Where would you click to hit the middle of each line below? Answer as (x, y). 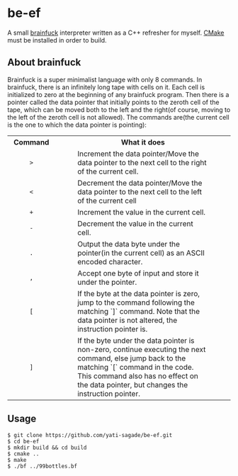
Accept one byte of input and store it (138, 273)
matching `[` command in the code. (136, 367)
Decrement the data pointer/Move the (140, 183)
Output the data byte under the (129, 244)
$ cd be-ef (23, 441)
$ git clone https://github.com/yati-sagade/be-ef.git (90, 435)
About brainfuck (44, 63)
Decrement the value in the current (135, 223)
